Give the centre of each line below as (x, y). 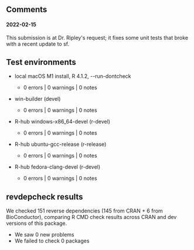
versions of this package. (37, 223)
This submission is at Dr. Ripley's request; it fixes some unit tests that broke (97, 37)
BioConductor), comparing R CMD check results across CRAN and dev (91, 217)
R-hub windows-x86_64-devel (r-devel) (62, 122)
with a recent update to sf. (38, 44)
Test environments (41, 62)
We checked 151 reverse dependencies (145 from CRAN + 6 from (84, 211)
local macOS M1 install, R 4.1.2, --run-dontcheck (73, 76)
